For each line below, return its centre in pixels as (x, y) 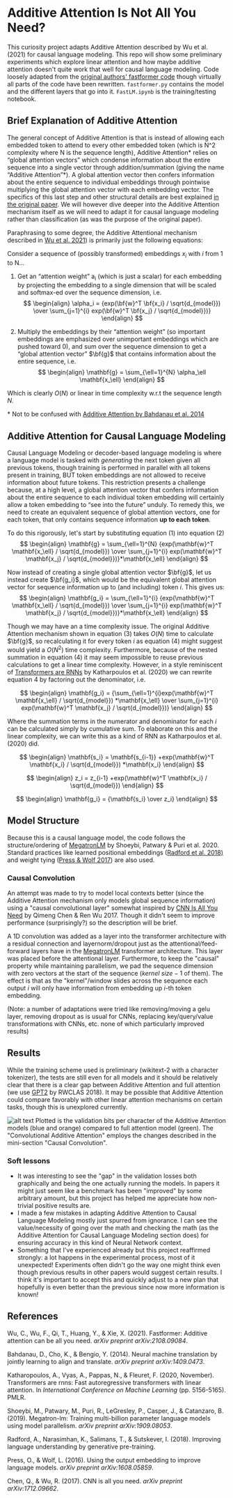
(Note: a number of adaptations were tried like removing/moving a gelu (109, 1008)
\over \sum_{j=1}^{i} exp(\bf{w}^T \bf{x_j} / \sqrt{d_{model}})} (122, 311)
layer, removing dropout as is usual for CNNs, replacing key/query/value (110, 1016)
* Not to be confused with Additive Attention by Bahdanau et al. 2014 (106, 414)
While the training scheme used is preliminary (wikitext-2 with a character (113, 1070)
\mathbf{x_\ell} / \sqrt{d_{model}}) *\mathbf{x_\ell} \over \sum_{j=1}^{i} (117, 700)
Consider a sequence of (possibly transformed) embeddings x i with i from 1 (115, 254)
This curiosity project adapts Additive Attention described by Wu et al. (108, 47)
